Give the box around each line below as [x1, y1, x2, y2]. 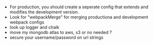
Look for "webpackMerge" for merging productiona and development [9, 14, 149, 20]
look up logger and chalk [9, 24, 60, 30]
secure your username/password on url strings [9, 34, 104, 40]
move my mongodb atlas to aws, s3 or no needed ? [9, 30, 112, 35]
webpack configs [9, 19, 45, 25]
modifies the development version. [9, 9, 79, 15]
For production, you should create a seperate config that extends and [9, 4, 149, 10]
